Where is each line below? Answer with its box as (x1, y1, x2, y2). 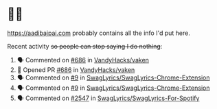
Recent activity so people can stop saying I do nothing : (7, 42, 163, 50)
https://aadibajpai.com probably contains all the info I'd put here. (7, 29, 190, 37)
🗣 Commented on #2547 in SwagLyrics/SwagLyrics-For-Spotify (16, 94, 200, 102)
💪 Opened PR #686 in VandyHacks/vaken (16, 65, 135, 74)
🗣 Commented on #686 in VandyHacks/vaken (16, 56, 150, 64)
